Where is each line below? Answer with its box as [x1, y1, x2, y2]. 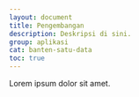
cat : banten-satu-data [9, 46, 92, 55]
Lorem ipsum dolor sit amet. [9, 78, 111, 88]
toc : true [9, 54, 46, 63]
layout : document [9, 12, 73, 22]
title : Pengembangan [9, 21, 85, 30]
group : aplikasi [9, 37, 69, 47]
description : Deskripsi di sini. [9, 29, 132, 38]
